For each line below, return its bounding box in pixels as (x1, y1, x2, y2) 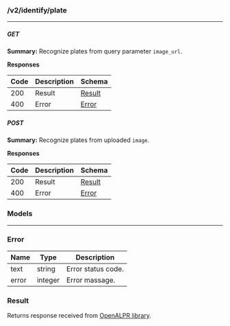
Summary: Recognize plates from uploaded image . (7, 136, 150, 144)
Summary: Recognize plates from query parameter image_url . (7, 47, 183, 56)
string (36, 264, 56, 273)
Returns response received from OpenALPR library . (7, 312, 152, 320)
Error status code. (66, 264, 125, 273)
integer (36, 275, 60, 285)
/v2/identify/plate (7, 5, 67, 15)
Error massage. (66, 275, 116, 285)
